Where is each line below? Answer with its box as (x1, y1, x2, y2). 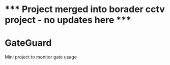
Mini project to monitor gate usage (5, 54, 77, 60)
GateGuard (5, 37, 52, 49)
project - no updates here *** (5, 14, 132, 26)
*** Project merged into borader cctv (5, 4, 165, 15)
